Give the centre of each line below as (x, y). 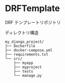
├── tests (24, 71)
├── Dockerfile (20, 46)
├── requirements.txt (27, 54)
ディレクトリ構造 (22, 32)
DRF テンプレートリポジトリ (33, 22)
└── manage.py (28, 75)
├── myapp (24, 63)
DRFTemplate (32, 8)
